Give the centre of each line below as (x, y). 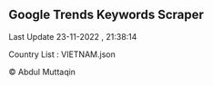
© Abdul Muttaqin (42, 72)
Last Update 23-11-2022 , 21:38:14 (73, 36)
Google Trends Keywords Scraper (106, 15)
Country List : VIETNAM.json (62, 54)
